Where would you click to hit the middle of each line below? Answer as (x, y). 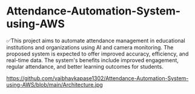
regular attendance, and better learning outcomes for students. (85, 66)
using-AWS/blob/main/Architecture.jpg (55, 84)
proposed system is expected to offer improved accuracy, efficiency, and (97, 54)
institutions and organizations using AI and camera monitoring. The (90, 47)
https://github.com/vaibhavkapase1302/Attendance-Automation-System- (97, 78)
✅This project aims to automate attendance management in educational (96, 40)
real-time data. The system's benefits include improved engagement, (92, 60)
